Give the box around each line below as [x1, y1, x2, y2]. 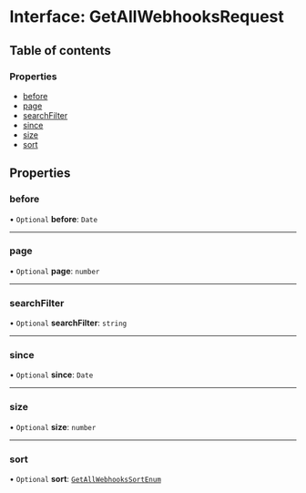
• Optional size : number [9, 421, 97, 432]
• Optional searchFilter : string [9, 317, 127, 329]
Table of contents [9, 43, 111, 58]
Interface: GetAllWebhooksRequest [9, 6, 285, 27]
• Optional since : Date [9, 369, 94, 380]
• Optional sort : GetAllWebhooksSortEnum [9, 474, 162, 485]
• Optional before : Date [9, 213, 98, 224]
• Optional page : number [9, 265, 100, 276]
